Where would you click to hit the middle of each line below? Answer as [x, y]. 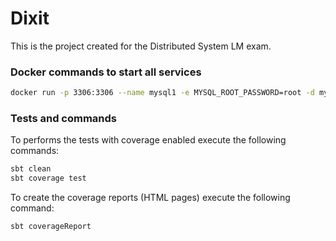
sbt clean [31, 169]
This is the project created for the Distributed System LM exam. [141, 46]
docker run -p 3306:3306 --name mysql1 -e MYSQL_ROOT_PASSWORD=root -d [162, 93]
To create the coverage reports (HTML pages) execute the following [150, 198]
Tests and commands [63, 119]
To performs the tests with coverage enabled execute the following [148, 140]
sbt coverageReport [51, 227]
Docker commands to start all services [106, 72]
